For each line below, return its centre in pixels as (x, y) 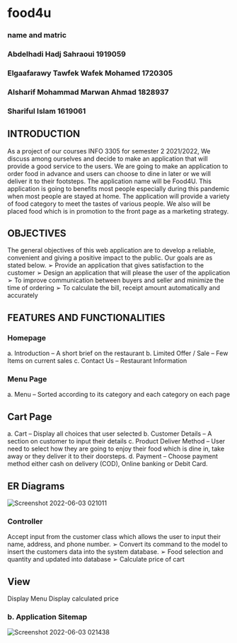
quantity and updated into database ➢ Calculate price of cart (96, 560)
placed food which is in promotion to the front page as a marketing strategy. (118, 211)
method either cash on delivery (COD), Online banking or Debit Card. (108, 464)
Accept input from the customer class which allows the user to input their (114, 537)
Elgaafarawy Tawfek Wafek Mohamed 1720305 (90, 73)
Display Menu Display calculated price (63, 598)
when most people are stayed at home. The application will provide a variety (118, 196)
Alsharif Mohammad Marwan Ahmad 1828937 (88, 92)
